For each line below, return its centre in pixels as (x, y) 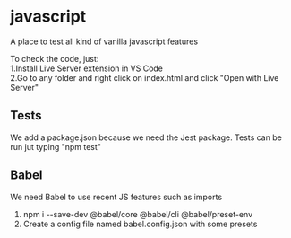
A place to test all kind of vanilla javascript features (104, 41)
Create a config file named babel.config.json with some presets (140, 224)
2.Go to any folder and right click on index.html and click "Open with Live (145, 77)
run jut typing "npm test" (56, 146)
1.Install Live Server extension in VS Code (87, 68)
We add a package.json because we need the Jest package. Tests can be (146, 137)
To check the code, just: (55, 58)
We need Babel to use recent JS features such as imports (116, 197)
